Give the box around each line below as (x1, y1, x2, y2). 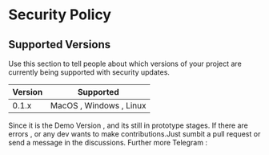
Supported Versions (8, 38, 110, 51)
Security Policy (8, 6, 112, 24)
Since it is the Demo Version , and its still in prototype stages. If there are (8, 120, 248, 130)
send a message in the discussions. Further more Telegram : (8, 138, 208, 147)
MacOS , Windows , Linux (50, 100, 147, 111)
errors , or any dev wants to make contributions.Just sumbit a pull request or (8, 129, 261, 138)
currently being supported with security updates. (8, 67, 171, 77)
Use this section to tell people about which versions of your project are (8, 59, 242, 68)
